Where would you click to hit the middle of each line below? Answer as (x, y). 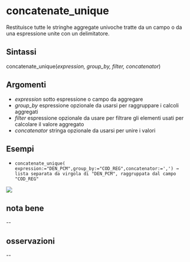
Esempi (20, 149)
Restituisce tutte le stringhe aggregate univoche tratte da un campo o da (94, 27)
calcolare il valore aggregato (49, 124)
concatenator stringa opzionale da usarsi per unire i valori (85, 130)
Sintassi (21, 52)
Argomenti (26, 85)
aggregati (26, 112)
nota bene (25, 208)
